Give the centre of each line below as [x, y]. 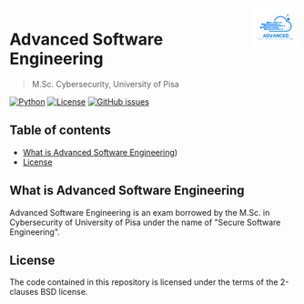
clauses [24, 292]
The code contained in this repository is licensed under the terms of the [144, 282]
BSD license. [64, 292]
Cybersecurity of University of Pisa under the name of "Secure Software [145, 222]
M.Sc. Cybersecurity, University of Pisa [105, 84]
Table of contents [60, 131]
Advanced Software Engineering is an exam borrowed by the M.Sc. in [140, 212]
